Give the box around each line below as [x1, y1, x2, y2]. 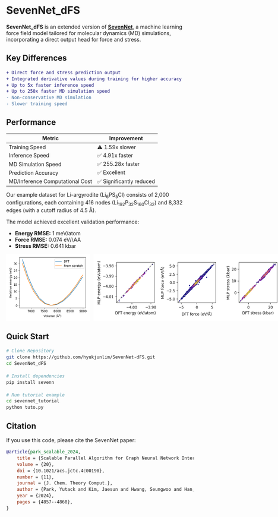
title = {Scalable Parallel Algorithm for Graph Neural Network [17, 455, 179, 461]
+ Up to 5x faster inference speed [6, 82, 94, 88]
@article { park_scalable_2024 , [6, 449, 81, 455]
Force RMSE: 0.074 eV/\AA [14, 236, 81, 243]
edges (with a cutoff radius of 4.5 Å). [6, 206, 96, 214]
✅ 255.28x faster [97, 160, 140, 168]
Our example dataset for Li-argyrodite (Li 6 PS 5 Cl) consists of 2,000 [6, 191, 169, 200]
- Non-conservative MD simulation [6, 94, 92, 101]
